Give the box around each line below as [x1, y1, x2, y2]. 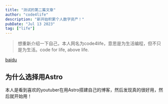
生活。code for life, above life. [26, 47, 89, 53]
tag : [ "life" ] [5, 26, 35, 31]
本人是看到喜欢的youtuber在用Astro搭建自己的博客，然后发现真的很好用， [5, 86, 159, 93]
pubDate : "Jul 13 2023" [5, 21, 55, 27]
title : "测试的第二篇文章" [5, 7, 56, 13]
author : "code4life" [5, 12, 49, 17]
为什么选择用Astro [5, 72, 63, 81]
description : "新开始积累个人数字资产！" [5, 17, 85, 22]
